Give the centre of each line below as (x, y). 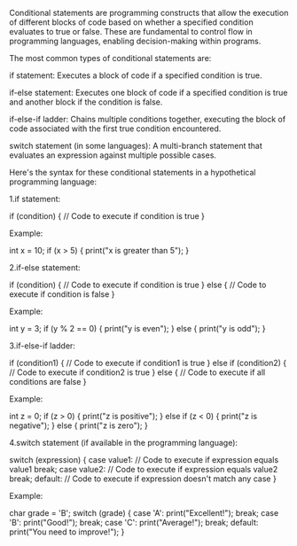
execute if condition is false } (62, 294)
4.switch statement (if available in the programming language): (123, 443)
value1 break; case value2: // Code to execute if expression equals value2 (144, 469)
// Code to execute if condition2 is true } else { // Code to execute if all (137, 372)
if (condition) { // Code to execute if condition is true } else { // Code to (138, 285)
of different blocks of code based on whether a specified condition (132, 22)
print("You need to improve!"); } (67, 532)
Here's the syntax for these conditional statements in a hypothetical (133, 172)
